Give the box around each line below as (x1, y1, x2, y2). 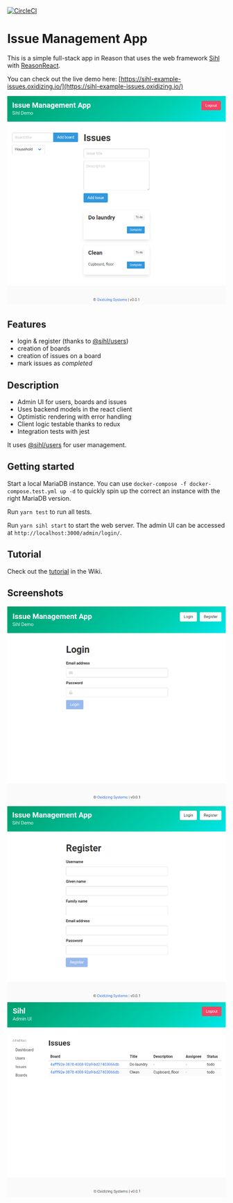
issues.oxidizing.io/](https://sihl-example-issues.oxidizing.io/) (7, 82, 184, 90)
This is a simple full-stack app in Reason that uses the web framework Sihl (7, 54, 220, 62)
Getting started (7, 461, 75, 473)
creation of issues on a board (17, 352, 101, 360)
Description (7, 379, 59, 391)
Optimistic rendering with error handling (17, 412, 132, 421)
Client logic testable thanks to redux (17, 420, 121, 428)
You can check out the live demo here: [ (7, 74, 121, 83)
